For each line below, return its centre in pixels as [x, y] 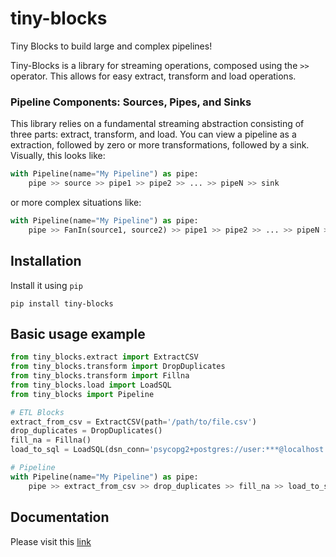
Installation [46, 261]
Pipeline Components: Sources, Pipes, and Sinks [131, 102]
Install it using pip [46, 285]
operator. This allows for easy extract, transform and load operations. [153, 76]
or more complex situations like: [76, 202]
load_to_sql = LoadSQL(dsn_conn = [80, 450]
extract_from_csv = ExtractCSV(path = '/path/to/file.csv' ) [133, 422]
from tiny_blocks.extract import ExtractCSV [104, 357]
